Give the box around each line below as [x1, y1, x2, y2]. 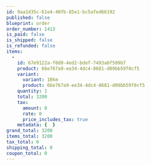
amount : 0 [22, 105, 47, 111]
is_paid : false [6, 32, 45, 38]
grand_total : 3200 [6, 128, 53, 134]
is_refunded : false [6, 43, 56, 49]
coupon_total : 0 [6, 150, 47, 156]
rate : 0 [22, 111, 42, 117]
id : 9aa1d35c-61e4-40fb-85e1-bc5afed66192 [6, 9, 115, 15]
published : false [6, 15, 50, 21]
